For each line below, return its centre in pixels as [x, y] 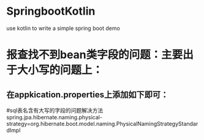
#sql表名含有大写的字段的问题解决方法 [55, 110]
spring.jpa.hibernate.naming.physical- [55, 117]
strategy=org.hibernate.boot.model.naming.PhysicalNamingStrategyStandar [102, 123]
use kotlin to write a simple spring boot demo [63, 28]
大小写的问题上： [60, 70]
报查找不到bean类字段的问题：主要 [95, 55]
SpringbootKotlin [51, 11]
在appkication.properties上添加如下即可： [88, 94]
